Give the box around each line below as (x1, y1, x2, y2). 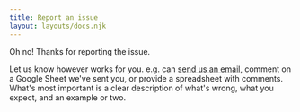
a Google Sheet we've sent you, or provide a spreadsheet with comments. (9, 73, 284, 83)
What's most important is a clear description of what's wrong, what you (9, 82, 274, 93)
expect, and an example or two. (9, 91, 127, 103)
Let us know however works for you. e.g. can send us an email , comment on (9, 64, 292, 74)
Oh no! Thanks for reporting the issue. (9, 46, 151, 56)
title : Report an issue (9, 13, 99, 22)
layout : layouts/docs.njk (9, 22, 106, 30)
